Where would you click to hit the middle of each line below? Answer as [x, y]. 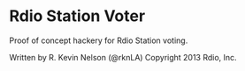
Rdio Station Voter [77, 16]
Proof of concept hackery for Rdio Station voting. [99, 40]
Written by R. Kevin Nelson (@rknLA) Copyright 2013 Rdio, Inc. [123, 57]
